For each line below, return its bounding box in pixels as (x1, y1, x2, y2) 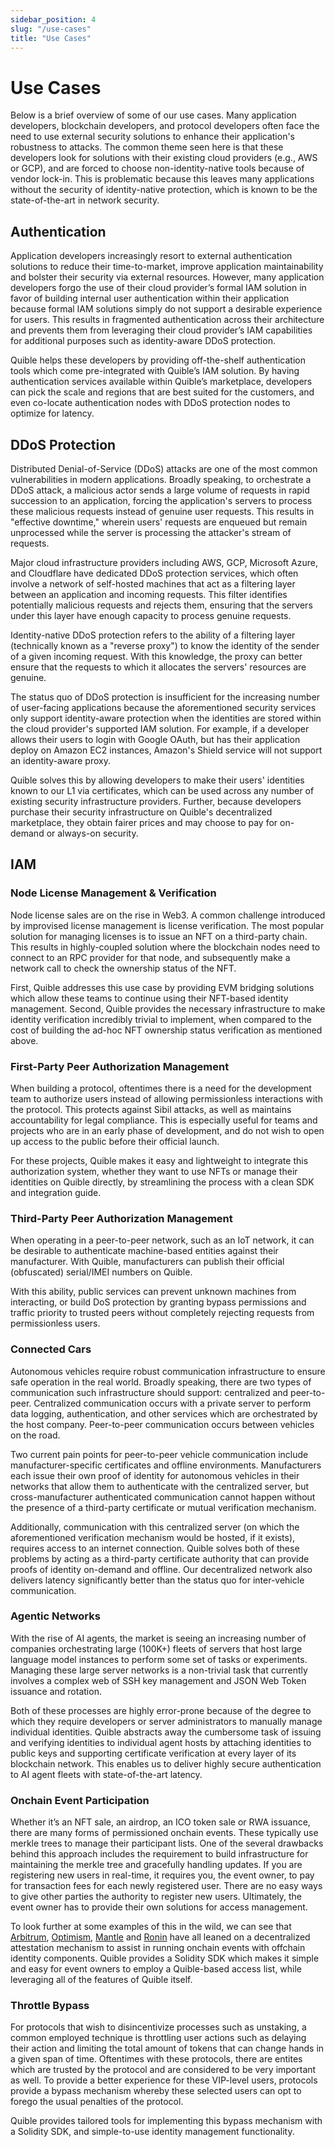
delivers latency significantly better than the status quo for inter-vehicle (10, 1574, 305, 1586)
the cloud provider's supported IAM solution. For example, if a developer (10, 722, 310, 735)
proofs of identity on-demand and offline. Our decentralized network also (10, 1563, 313, 1575)
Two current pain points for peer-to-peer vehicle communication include (10, 1448, 309, 1460)
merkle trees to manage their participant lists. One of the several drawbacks (10, 1837, 324, 1850)
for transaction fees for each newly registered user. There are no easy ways (10, 1880, 323, 1892)
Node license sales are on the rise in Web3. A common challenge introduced (10, 909, 326, 921)
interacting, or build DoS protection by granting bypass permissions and (10, 1296, 307, 1308)
